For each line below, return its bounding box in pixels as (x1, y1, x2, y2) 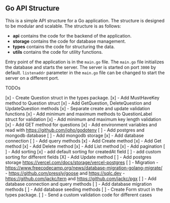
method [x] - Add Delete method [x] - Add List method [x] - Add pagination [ (5, 143, 165, 149)
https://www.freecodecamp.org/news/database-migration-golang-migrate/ (5, 164, 163, 171)
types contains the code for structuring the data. (12, 43, 115, 50)
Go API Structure (5, 4, 60, 13)
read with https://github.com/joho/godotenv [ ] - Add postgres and (5, 127, 145, 133)
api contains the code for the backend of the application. (12, 32, 132, 39)
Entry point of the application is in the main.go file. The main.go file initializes (5, 58, 164, 65)
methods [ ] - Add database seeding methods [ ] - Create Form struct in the (5, 186, 163, 192)
